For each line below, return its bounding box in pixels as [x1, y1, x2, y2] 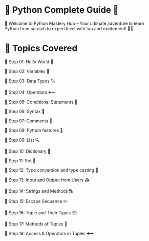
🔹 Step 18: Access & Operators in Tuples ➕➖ [4, 230, 93, 236]
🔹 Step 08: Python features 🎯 [4, 127, 63, 133]
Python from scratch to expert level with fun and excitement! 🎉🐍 [4, 25, 133, 31]
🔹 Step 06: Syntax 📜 [4, 108, 45, 114]
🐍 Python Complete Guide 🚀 [4, 4, 119, 16]
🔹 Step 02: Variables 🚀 [4, 68, 50, 74]
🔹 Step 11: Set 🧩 [4, 158, 36, 164]
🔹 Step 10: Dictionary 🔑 [4, 148, 51, 154]
